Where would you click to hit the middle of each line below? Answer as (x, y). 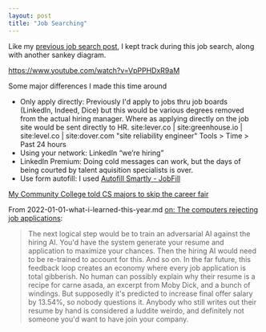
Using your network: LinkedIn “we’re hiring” (92, 153)
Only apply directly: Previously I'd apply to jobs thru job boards (124, 101)
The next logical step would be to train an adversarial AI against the (139, 233)
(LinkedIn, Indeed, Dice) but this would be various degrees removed (132, 110)
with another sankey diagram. (57, 55)
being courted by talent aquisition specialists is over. (107, 170)
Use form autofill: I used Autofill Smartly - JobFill (100, 178)
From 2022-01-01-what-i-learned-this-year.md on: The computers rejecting (133, 209)
